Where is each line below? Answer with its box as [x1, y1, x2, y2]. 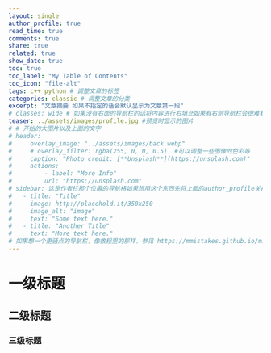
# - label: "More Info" [8, 170, 117, 178]
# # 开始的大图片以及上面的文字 [8, 124, 102, 132]
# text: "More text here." [8, 229, 114, 238]
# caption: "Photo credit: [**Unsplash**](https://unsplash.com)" [8, 154, 251, 162]
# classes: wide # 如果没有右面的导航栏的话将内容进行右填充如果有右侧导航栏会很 [8, 110, 254, 118]
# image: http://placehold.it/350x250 [8, 200, 153, 208]
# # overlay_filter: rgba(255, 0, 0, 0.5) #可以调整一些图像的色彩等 [8, 147, 251, 155]
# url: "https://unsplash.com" [8, 177, 143, 186]
